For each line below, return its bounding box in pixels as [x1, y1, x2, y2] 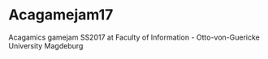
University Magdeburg [8, 40, 84, 50]
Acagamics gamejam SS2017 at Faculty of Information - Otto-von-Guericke [8, 32, 260, 42]
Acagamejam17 [8, 6, 114, 24]
